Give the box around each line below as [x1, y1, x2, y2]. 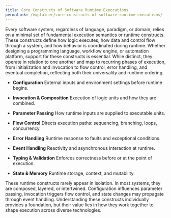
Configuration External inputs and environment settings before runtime [12, 79, 163, 86]
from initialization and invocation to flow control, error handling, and [5, 64, 148, 70]
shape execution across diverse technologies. [5, 207, 102, 213]
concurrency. [12, 125, 41, 131]
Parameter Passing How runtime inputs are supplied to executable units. [12, 110, 165, 116]
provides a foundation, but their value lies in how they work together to [5, 202, 154, 208]
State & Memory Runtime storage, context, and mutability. [12, 170, 135, 176]
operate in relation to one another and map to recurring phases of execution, [5, 59, 166, 65]
